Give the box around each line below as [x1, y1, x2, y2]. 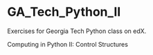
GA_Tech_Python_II [7, 4, 121, 20]
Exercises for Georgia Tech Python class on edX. [7, 27, 147, 35]
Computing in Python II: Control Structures [7, 40, 128, 48]
